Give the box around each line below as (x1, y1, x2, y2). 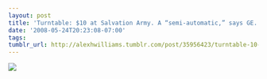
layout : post (8, 11, 52, 20)
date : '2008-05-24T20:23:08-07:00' (8, 26, 126, 34)
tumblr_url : (8, 41, 48, 49)
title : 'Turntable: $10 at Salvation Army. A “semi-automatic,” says (8, 19, 244, 27)
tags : (8, 33, 26, 42)
